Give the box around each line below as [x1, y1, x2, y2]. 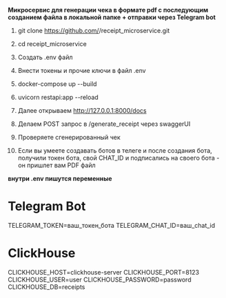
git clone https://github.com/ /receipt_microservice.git [17, 27, 170, 34]
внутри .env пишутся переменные [8, 175, 112, 182]
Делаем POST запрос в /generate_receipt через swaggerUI [17, 120, 191, 128]
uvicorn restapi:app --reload [17, 93, 99, 101]
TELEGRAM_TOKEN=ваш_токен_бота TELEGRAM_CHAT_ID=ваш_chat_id [8, 221, 216, 229]
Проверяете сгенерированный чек [17, 134, 121, 141]
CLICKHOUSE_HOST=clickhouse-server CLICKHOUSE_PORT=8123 [8, 268, 199, 276]
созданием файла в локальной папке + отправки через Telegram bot [8, 13, 216, 21]
